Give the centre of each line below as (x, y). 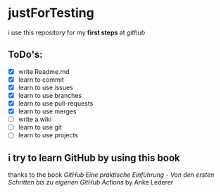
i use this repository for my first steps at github (77, 32)
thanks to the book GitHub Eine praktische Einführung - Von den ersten (111, 175)
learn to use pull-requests (56, 103)
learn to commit (41, 80)
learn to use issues (45, 87)
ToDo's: (25, 55)
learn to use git (40, 127)
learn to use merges (47, 111)
